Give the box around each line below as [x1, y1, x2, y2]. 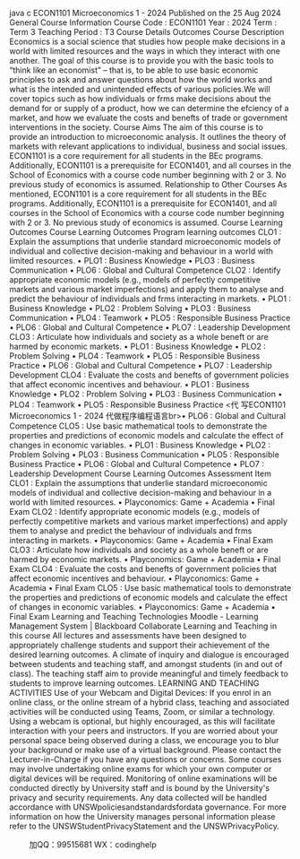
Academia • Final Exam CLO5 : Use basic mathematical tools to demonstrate [9, 583, 292, 593]
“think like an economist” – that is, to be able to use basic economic [9, 65, 259, 75]
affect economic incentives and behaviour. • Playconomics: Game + [9, 573, 260, 584]
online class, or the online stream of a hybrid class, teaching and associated [9, 697, 289, 707]
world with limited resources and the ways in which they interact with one [9, 46, 280, 56]
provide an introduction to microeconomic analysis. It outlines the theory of [9, 132, 287, 142]
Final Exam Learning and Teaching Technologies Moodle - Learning [9, 612, 259, 621]
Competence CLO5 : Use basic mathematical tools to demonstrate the [9, 421, 268, 431]
